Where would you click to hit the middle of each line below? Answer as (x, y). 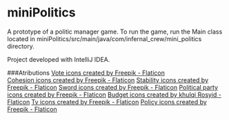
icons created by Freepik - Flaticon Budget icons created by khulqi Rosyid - (114, 95)
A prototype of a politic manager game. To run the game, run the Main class (115, 32)
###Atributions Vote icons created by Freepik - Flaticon (86, 73)
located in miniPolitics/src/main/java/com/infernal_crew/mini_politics (104, 38)
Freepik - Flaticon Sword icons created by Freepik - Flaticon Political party (113, 87)
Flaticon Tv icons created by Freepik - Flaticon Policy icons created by (107, 101)
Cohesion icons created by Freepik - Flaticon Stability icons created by (108, 80)
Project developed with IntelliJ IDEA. (59, 59)
